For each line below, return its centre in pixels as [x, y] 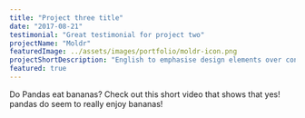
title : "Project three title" [67, 18]
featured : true [38, 69]
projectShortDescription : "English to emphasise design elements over [146, 60]
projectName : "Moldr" [50, 43]
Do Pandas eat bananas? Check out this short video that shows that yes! [145, 94]
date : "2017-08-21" [46, 26]
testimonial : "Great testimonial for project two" [107, 34]
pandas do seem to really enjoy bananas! [86, 103]
